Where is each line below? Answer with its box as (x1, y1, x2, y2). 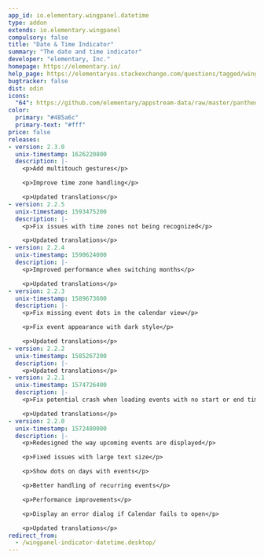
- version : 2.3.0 (8, 143, 65, 151)
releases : (8, 135, 41, 144)
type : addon (8, 19, 47, 27)
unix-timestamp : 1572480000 (15, 425, 108, 433)
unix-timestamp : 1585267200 (15, 352, 108, 360)
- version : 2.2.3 (8, 287, 65, 295)
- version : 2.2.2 (8, 345, 65, 353)
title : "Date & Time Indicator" (8, 41, 114, 49)
